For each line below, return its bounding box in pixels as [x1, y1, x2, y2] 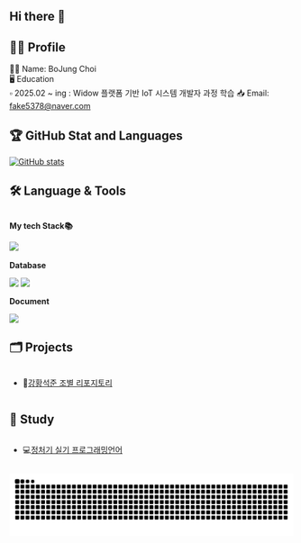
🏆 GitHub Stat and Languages [9, 128, 183, 143]
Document [9, 295, 50, 306]
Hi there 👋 [9, 9, 66, 24]
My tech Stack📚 [9, 220, 74, 231]
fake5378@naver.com [9, 101, 91, 112]
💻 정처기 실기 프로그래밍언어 [22, 445, 123, 456]
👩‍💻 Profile [9, 40, 66, 55]
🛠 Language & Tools [9, 184, 126, 199]
